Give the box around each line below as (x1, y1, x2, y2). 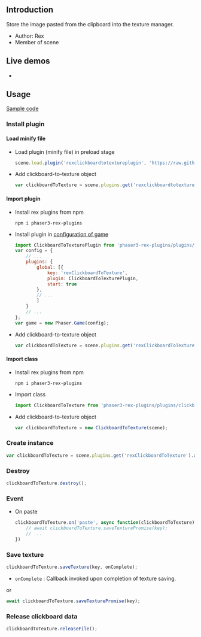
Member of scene (14, 38, 59, 45)
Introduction (6, 5, 54, 15)
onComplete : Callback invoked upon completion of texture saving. (14, 575, 176, 582)
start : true (47, 281, 77, 287)
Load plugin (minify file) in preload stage (14, 148, 115, 155)
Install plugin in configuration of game (14, 230, 109, 238)
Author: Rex (14, 32, 44, 40)
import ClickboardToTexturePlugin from (14, 242, 115, 248)
